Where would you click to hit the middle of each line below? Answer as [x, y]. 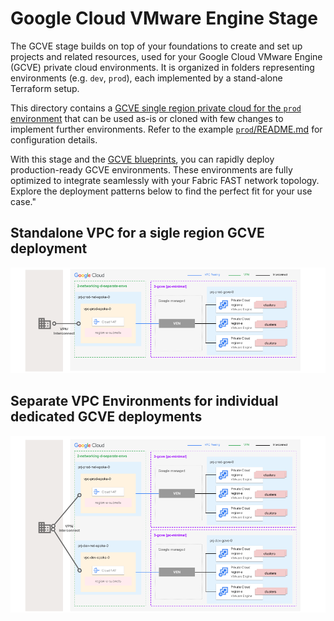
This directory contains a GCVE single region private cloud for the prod [156, 108]
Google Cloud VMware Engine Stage [164, 18]
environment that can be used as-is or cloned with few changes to [147, 118]
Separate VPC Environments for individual [144, 401]
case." [23, 201]
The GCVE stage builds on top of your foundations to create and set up [156, 46]
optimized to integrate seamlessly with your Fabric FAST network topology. [165, 180]
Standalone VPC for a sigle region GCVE [137, 233]
